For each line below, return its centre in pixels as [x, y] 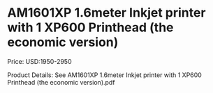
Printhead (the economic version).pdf [61, 82]
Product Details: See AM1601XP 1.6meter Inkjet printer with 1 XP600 [105, 75]
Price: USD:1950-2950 [39, 61]
